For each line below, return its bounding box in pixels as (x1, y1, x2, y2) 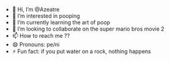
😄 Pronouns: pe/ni (12, 41, 60, 48)
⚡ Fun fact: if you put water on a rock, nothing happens (12, 48, 152, 55)
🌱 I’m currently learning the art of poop (12, 19, 111, 26)
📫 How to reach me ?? (12, 32, 70, 39)
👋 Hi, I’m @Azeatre (12, 6, 60, 13)
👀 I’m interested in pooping (12, 12, 80, 20)
